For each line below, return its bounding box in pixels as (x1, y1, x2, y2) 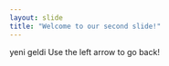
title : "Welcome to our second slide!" (9, 22, 162, 31)
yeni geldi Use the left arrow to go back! (9, 46, 160, 57)
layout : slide (9, 13, 64, 23)
